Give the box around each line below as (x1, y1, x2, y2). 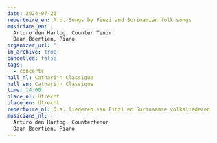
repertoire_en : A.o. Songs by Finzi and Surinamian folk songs (7, 16, 192, 23)
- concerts (13, 67, 45, 74)
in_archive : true (7, 49, 57, 56)
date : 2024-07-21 (7, 10, 57, 17)
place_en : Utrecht (7, 100, 60, 107)
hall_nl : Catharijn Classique (7, 74, 94, 81)
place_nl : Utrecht (7, 93, 60, 100)
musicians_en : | (7, 23, 54, 30)
